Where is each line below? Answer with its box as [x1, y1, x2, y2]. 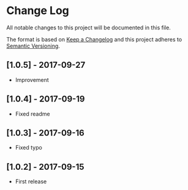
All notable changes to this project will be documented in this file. [6, 24, 171, 31]
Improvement [15, 76, 49, 83]
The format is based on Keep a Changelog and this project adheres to [6, 35, 182, 43]
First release [15, 178, 47, 185]
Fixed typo [15, 144, 43, 152]
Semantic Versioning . [6, 42, 60, 49]
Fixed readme [15, 110, 50, 117]
